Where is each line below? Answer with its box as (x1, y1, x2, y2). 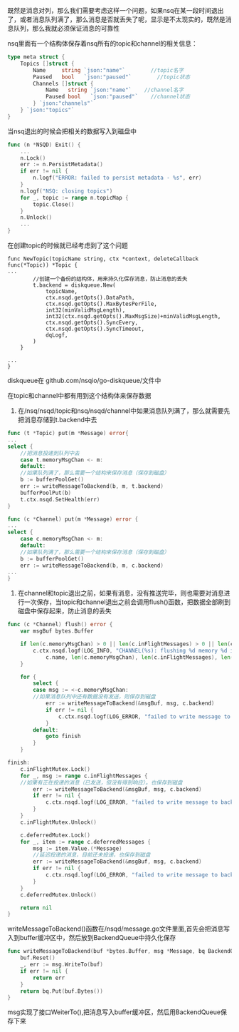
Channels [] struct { (33, 80, 94, 87)
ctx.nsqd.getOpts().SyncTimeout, (45, 325, 144, 332)
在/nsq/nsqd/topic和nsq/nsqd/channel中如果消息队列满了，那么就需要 (17, 407, 224, 415)
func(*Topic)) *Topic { (7, 262, 78, 269)
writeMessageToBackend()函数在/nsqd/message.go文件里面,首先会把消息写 (7, 924, 230, 933)
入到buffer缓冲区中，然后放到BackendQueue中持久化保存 (7, 934, 176, 942)
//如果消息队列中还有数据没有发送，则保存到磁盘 (33, 693, 156, 700)
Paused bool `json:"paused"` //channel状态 (45, 93, 191, 101)
